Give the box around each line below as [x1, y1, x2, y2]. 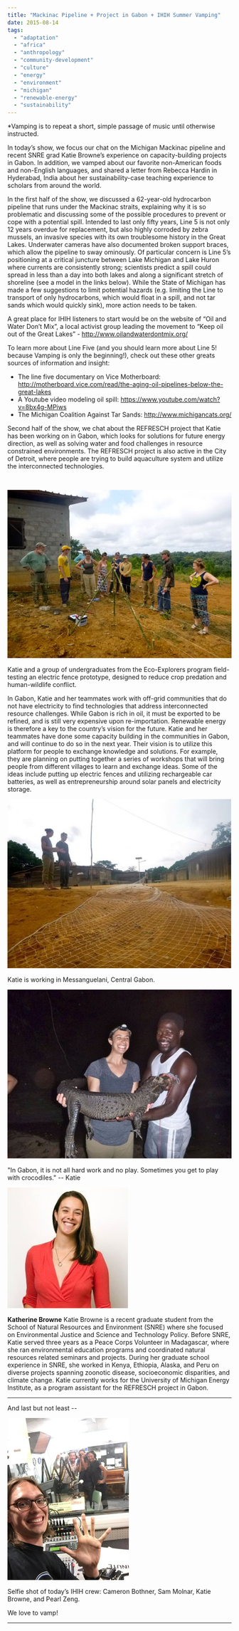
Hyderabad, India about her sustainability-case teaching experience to [7, 174, 214, 182]
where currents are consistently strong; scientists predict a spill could [7, 263, 212, 272]
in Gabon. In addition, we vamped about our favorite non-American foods [7, 159, 222, 167]
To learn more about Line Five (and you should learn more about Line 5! [7, 344, 217, 352]
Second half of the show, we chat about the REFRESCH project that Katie [7, 424, 221, 433]
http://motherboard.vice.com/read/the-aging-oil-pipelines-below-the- [17, 380, 224, 389]
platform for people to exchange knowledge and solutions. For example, [7, 748, 218, 756]
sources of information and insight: [7, 359, 110, 367]
